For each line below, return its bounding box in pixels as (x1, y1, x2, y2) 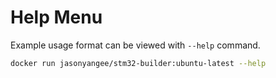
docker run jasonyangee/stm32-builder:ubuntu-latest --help (10, 58, 267, 68)
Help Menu (10, 6, 103, 29)
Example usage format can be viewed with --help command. (10, 39, 261, 51)
